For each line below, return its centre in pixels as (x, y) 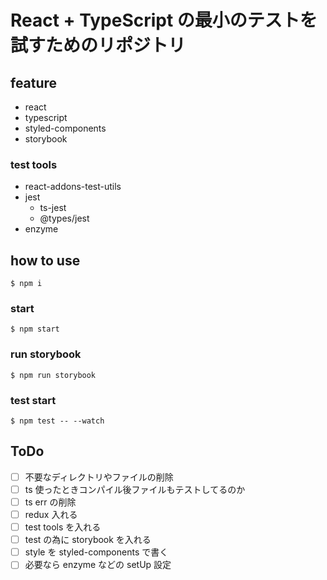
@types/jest (64, 218)
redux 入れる (51, 514)
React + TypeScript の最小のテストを (164, 20)
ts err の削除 (50, 502)
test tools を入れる (63, 527)
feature (34, 82)
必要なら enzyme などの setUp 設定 (98, 565)
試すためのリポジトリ (98, 45)
